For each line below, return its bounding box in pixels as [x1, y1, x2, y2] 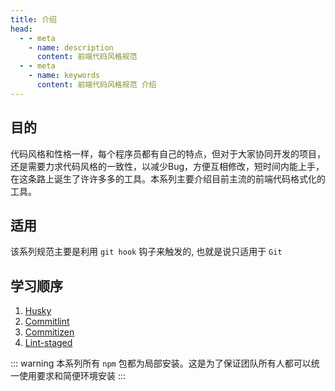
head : [10, 24, 33, 34]
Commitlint [24, 316, 70, 328]
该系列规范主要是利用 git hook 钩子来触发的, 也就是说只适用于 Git [10, 246, 283, 258]
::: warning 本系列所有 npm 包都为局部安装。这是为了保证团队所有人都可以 [10, 357, 312, 370]
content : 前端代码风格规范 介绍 [36, 80, 157, 90]
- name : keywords [28, 71, 101, 81]
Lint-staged [24, 337, 73, 349]
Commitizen [24, 326, 75, 338]
